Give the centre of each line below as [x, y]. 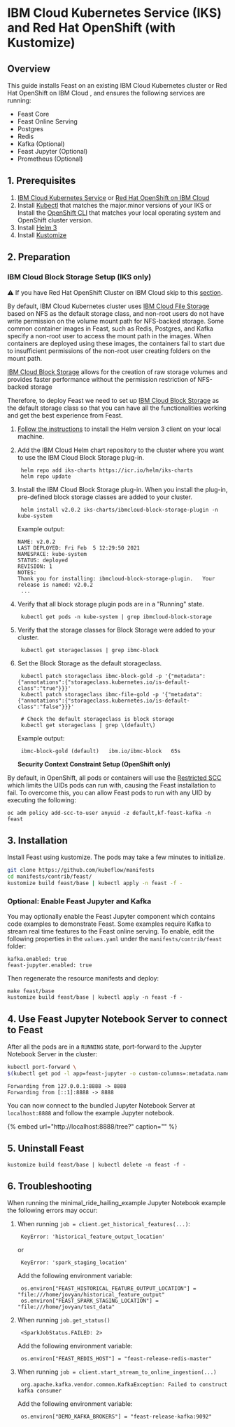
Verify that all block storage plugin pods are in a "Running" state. [111, 604]
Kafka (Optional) [41, 144]
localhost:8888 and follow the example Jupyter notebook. [91, 1113]
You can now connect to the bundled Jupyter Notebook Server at [101, 1105]
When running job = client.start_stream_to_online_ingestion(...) [117, 1372]
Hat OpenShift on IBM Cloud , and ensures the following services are [106, 93]
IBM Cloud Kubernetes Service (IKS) [115, 13]
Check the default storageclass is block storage [101, 719]
